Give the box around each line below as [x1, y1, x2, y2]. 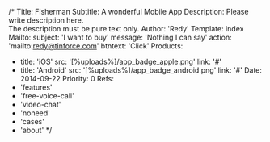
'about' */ [19, 125, 53, 135]
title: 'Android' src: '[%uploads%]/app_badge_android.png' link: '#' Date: [19, 65, 263, 75]
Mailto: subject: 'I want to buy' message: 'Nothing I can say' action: [8, 32, 232, 42]
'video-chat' [19, 100, 61, 109]
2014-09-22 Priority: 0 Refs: [19, 74, 115, 83]
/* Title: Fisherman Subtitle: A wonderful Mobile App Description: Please [8, 7, 249, 16]
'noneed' [19, 108, 51, 118]
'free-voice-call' [19, 91, 74, 100]
